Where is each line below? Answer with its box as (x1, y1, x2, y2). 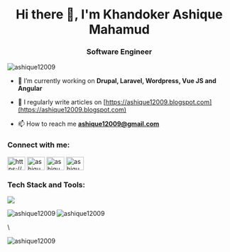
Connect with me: (7, 140, 70, 150)
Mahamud (88, 21, 150, 38)
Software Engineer (86, 47, 153, 57)
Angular (17, 84, 43, 93)
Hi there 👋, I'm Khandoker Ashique (15, 6, 224, 23)
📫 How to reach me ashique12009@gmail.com (17, 120, 160, 128)
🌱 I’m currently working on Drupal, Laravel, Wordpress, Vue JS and (17, 77, 217, 85)
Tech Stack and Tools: (7, 180, 85, 190)
